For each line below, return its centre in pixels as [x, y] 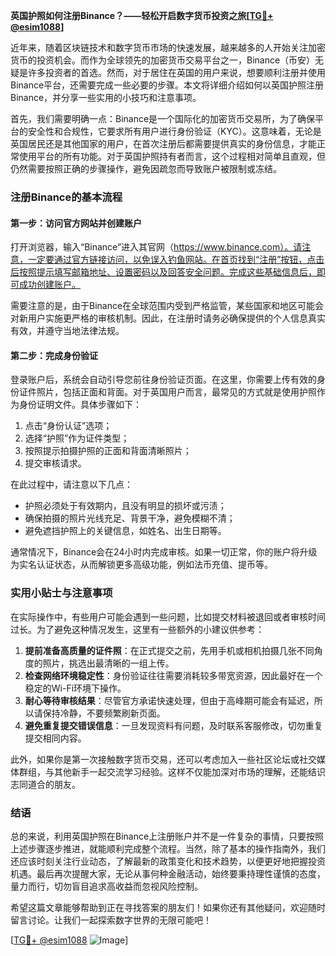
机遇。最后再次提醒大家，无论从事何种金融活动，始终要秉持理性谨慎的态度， [168, 873]
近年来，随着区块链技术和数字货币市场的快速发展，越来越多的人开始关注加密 [168, 47]
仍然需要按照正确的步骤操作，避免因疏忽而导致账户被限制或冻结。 [146, 168]
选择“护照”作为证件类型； [77, 438]
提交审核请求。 [55, 463]
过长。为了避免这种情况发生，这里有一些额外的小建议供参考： [137, 629]
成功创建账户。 [49, 285]
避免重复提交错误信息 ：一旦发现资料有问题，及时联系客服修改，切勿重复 [173, 725]
